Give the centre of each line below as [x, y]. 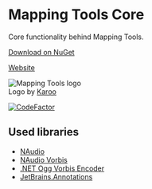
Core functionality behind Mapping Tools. [76, 37]
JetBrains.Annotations [56, 176]
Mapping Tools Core [76, 15]
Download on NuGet [41, 52]
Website [22, 67]
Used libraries [44, 132]
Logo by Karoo [33, 91]
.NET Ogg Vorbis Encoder [62, 168]
